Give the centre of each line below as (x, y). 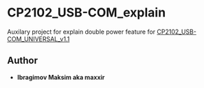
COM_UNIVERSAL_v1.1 (38, 38)
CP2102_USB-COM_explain (87, 13)
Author (22, 61)
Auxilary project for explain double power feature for (81, 32)
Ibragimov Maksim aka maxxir (61, 77)
